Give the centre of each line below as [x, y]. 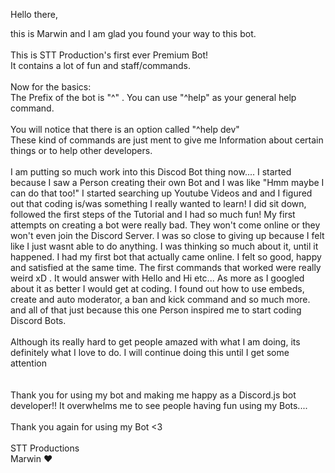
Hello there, [34, 14]
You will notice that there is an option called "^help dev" [125, 129]
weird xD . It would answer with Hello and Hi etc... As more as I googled [157, 278]
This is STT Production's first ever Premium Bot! [109, 55]
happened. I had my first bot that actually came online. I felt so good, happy [166, 257]
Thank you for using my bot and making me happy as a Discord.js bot [153, 395]
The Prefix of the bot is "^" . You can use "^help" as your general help [153, 97]
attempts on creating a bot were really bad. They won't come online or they [165, 225]
